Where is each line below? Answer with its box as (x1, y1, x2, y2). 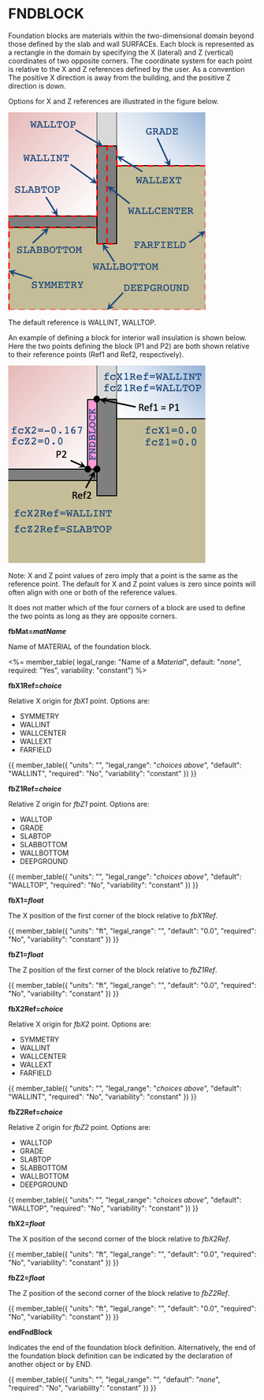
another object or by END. (8, 1359, 92, 1368)
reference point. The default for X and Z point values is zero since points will (8, 579, 256, 588)
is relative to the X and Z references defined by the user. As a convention (8, 64, 245, 73)
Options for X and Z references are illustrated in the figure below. (8, 96, 219, 106)
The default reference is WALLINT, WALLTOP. (8, 317, 157, 327)
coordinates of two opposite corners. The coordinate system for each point (8, 56, 253, 66)
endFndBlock (8, 1327, 53, 1337)
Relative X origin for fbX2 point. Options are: (8, 1019, 152, 1029)
